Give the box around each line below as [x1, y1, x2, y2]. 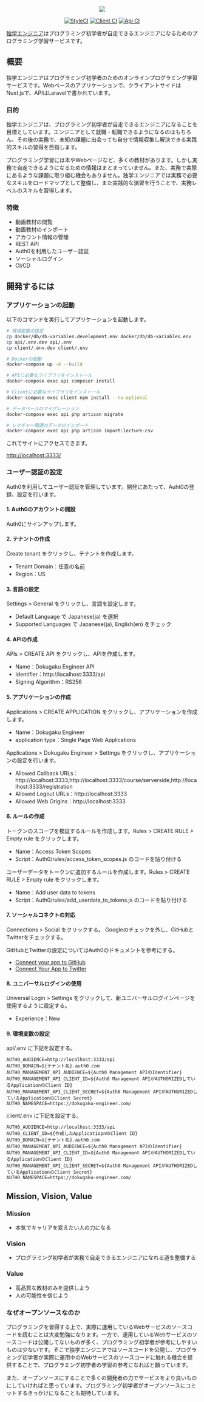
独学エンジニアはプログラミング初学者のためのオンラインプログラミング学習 [6, 73, 198, 81]
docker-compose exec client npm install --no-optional [6, 395, 148, 401]
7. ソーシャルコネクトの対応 [6, 911, 76, 919]
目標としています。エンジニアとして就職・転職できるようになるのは [6, 128, 176, 136]
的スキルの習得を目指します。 [6, 143, 81, 151]
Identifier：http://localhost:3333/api [15, 671, 105, 678]
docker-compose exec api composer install [6, 378, 115, 384]
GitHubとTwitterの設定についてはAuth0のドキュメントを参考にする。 [6, 947, 178, 954]
